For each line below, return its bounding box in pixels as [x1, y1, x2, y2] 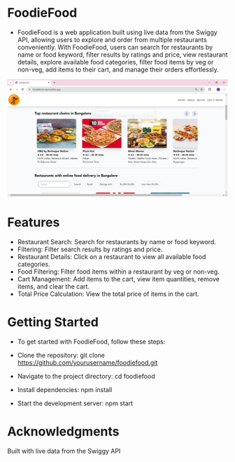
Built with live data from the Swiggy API [7, 447, 121, 455]
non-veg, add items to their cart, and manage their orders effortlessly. [17, 65, 219, 73]
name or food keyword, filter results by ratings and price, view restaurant [17, 50, 228, 59]
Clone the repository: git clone [17, 351, 105, 360]
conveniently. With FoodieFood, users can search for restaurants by [17, 43, 213, 51]
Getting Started [7, 314, 99, 330]
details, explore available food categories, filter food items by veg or [17, 57, 214, 66]
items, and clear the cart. [17, 282, 90, 291]
